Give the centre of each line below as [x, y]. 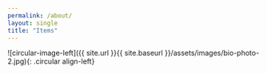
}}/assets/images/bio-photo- [212, 53]
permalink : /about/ [40, 16]
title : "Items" [33, 30]
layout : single [33, 23]
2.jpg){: [20, 61]
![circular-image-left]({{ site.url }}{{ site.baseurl [85, 53]
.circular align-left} [64, 61]
